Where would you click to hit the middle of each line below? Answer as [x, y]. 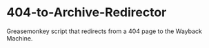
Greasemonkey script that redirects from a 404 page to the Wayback [104, 31]
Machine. [20, 38]
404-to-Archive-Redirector [87, 13]
